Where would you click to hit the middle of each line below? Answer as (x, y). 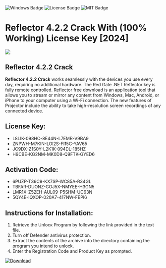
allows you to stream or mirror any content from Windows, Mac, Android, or (82, 95)
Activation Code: (32, 170)
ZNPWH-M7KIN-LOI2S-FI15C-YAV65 (50, 144)
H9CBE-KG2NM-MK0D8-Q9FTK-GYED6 (54, 154)
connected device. (24, 110)
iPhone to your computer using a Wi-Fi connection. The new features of (79, 100)
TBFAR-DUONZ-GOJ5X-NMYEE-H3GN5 (53, 187)
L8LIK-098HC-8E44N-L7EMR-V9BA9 (51, 138)
